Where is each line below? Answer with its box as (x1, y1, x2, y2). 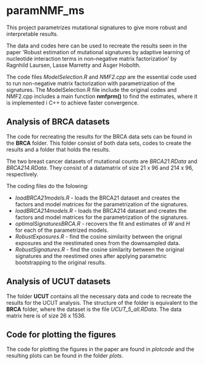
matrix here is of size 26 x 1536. (6, 311, 86, 319)
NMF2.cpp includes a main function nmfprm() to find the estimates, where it (6, 92, 198, 100)
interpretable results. (6, 30, 59, 37)
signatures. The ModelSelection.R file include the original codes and (6, 86, 177, 93)
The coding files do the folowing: (6, 182, 89, 189)
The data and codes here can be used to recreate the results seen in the (6, 42, 187, 49)
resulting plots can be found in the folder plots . (6, 352, 123, 360)
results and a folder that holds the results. (6, 145, 110, 153)
